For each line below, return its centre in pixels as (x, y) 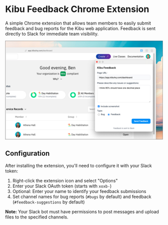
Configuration (27, 154)
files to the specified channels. (37, 217)
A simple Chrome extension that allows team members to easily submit (78, 23)
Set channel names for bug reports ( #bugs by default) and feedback (82, 196)
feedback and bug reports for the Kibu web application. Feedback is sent (80, 28)
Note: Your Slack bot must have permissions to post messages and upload (82, 211)
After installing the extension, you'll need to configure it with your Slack (78, 165)
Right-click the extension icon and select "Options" (65, 180)
